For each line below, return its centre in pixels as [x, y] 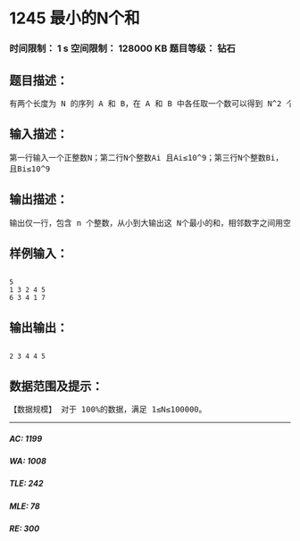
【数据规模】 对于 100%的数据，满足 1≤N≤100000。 [108, 409]
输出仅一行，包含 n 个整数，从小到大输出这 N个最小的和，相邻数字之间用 [146, 223]
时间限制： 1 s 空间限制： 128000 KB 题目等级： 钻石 [123, 48]
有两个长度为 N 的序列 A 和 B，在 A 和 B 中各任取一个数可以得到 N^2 [146, 103]
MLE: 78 [25, 506]
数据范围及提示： [56, 386]
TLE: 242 [26, 484]
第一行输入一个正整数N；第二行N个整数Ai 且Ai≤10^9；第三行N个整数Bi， [146, 158]
